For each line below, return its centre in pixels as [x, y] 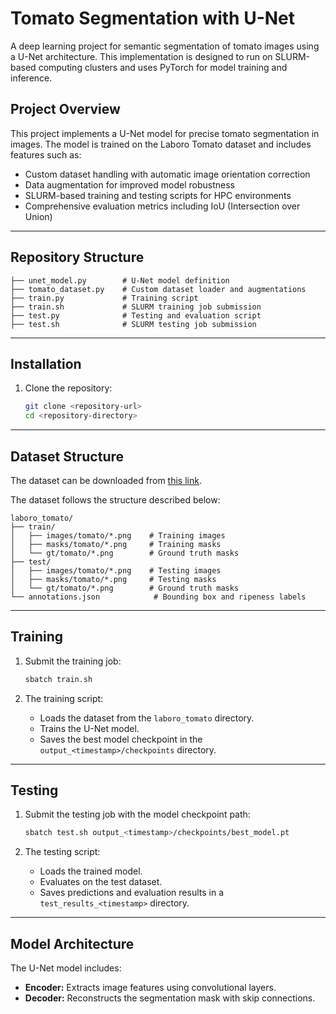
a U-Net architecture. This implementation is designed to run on [141, 56]
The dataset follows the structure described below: [115, 499]
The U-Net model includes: [66, 968]
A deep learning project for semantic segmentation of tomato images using [165, 46]
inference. [31, 78]
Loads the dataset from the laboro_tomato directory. [147, 718]
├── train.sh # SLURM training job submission [136, 307]
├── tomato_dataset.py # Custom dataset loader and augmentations [158, 289]
